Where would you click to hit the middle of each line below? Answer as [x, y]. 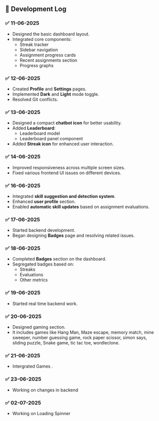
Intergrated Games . [33, 366]
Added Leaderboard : [34, 128]
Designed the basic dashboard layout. [51, 34]
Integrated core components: [42, 39]
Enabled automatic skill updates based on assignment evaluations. [81, 207]
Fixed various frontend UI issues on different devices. [67, 173]
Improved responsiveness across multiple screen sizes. [69, 167]
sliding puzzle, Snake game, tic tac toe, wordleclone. [66, 343]
